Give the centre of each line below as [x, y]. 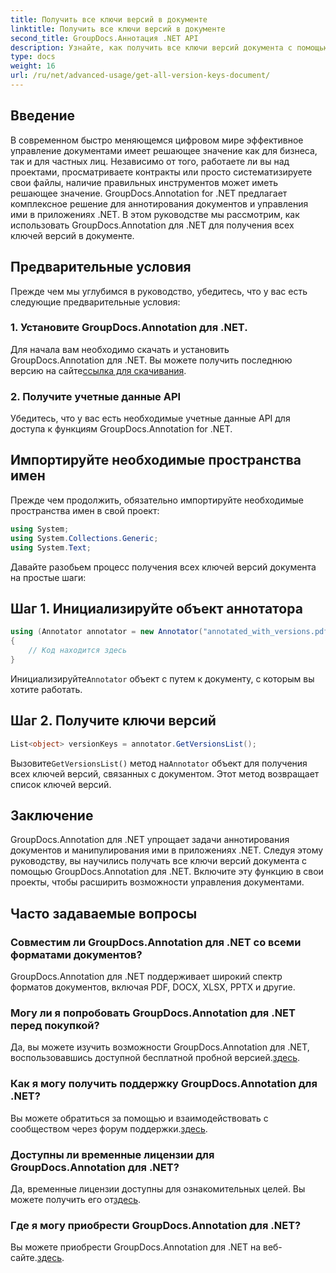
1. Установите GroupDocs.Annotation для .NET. [129, 328]
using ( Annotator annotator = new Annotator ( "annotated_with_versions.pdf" [171, 632]
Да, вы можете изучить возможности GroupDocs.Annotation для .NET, [160, 1047]
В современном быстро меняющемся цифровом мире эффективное [157, 140]
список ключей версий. [61, 784]
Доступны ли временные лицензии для [112, 1154]
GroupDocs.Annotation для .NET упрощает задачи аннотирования [150, 840]
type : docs [33, 57]
